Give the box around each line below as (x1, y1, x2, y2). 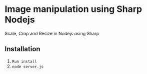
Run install (11, 59, 37, 64)
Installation (4, 45, 40, 53)
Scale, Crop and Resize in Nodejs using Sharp (4, 30, 99, 36)
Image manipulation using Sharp (4, 3, 142, 15)
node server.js (11, 64, 44, 69)
